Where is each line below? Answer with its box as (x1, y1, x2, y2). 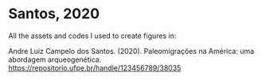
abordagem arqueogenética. (8, 55, 102, 64)
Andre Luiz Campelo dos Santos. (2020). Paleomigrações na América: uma (8, 46, 255, 55)
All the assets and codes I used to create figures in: (8, 31, 177, 40)
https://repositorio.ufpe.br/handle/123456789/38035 (8, 63, 182, 72)
